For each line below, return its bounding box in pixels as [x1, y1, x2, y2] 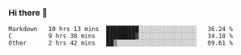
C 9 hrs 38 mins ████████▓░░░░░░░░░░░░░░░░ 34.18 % [8, 32, 233, 41]
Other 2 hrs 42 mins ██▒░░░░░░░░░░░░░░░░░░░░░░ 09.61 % [8, 39, 233, 47]
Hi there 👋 [8, 7, 49, 18]
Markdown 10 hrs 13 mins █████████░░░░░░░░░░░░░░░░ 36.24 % [8, 26, 233, 33]
